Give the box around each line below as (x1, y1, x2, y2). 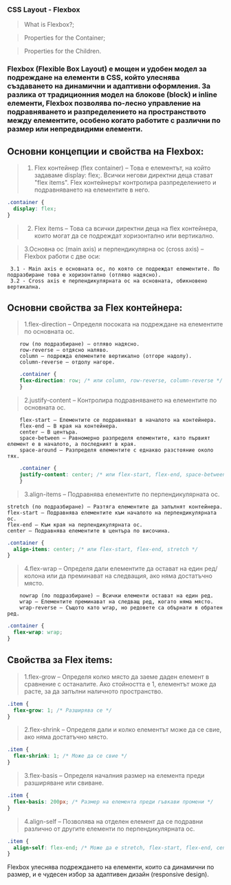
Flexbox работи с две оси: (23, 252, 101, 260)
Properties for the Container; (23, 34, 105, 42)
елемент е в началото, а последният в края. (7, 441, 137, 448)
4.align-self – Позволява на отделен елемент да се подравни (23, 817, 203, 825)
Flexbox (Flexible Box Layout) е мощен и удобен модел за (7, 64, 208, 74)
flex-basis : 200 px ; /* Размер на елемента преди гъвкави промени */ (13, 798, 214, 805)
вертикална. (7, 283, 41, 290)
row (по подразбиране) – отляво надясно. (19, 341, 140, 348)
